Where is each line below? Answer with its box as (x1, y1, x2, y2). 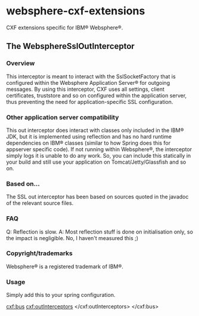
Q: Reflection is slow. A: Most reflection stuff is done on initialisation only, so (6, 228, 194, 235)
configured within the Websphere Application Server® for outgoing (6, 79, 170, 86)
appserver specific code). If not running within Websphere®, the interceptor (6, 145, 192, 153)
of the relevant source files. (6, 200, 74, 207)
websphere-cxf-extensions (6, 4, 145, 18)
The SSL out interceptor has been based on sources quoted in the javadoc (6, 193, 189, 201)
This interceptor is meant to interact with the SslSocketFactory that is (6, 73, 176, 80)
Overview (6, 59, 35, 68)
